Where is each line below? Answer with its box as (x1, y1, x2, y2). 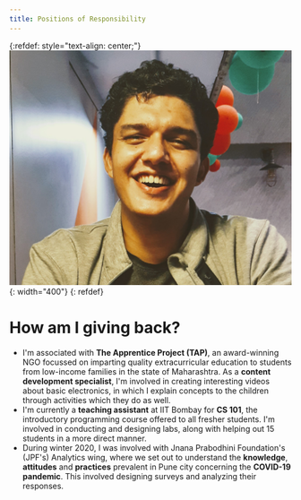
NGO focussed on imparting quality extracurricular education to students (21, 357, 292, 367)
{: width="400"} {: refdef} (9, 286, 105, 297)
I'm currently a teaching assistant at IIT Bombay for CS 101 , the (21, 404, 258, 415)
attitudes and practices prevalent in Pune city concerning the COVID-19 (21, 461, 291, 472)
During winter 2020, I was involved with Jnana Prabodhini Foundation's (21, 442, 286, 453)
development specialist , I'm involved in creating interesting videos (21, 375, 271, 386)
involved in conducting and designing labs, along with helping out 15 (21, 423, 275, 434)
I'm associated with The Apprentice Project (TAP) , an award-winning (21, 347, 279, 358)
